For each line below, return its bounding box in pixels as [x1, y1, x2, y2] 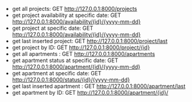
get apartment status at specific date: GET [12, 57, 118, 64]
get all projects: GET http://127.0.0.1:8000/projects [12, 5, 137, 12]
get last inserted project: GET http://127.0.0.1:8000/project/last [12, 38, 168, 44]
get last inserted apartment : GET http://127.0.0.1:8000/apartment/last [12, 83, 186, 90]
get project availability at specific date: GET [12, 12, 122, 19]
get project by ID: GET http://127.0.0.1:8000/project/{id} [12, 44, 150, 51]
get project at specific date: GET [12, 24, 94, 32]
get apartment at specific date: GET [12, 70, 102, 76]
